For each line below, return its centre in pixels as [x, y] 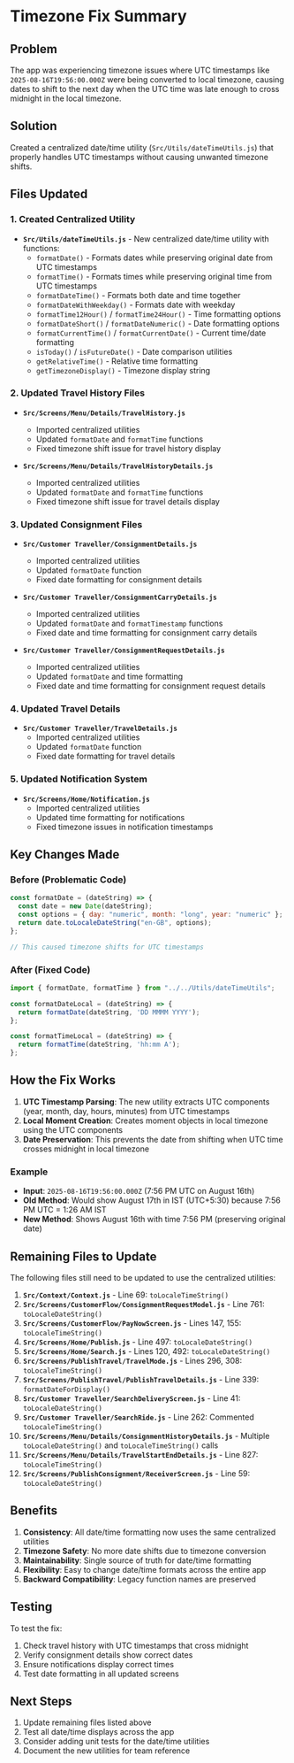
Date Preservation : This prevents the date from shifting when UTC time [153, 1139]
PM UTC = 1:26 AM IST [64, 1210]
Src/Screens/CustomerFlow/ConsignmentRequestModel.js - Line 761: [144, 1304]
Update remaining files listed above [87, 1722]
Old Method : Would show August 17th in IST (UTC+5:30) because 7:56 [151, 1200]
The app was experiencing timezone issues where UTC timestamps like [140, 70]
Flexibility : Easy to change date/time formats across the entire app [144, 1569]
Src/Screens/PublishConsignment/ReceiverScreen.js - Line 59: [136, 1473]
